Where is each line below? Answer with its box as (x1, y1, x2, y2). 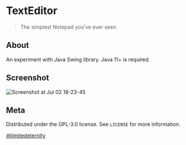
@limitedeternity (6, 132, 45, 139)
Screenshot (6, 73, 50, 83)
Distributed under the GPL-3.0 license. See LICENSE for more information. (6, 121, 181, 128)
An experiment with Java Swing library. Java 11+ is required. (6, 56, 150, 63)
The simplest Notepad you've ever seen (20, 23, 117, 30)
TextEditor (6, 4, 58, 18)
